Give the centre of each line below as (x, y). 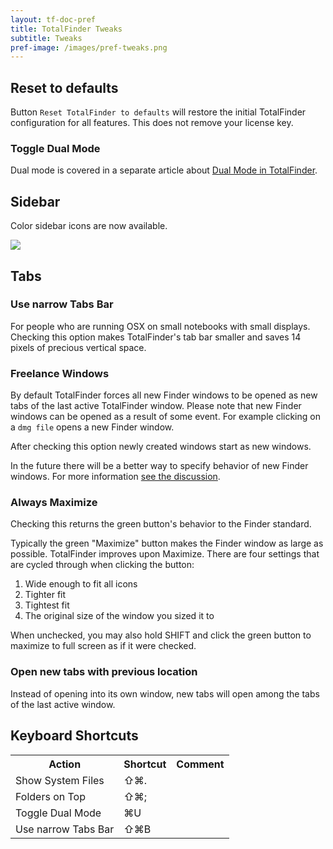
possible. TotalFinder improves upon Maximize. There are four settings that (165, 554)
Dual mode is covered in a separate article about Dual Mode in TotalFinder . (164, 170)
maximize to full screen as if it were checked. (103, 646)
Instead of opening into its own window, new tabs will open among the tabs (165, 693)
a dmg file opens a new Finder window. (92, 427)
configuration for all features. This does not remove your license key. (152, 123)
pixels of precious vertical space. (78, 347)
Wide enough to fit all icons (81, 584)
